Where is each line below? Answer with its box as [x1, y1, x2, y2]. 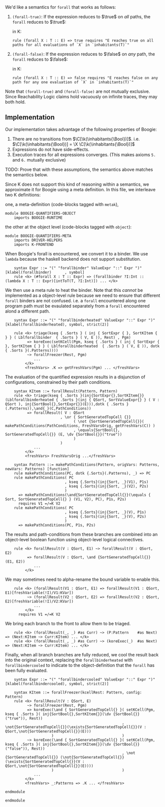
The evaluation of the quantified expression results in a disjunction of [5, 374, 145, 380]
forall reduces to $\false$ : [12, 56, 68, 62]
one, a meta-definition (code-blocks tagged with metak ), [5, 201, 119, 207]
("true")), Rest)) [5, 716, 43, 721]
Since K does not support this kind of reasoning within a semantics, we [5, 181, 149, 187]
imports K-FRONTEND [14, 242, 54, 247]
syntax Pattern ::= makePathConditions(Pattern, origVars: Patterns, [14, 462, 160, 467]
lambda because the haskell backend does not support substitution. [5, 256, 141, 262]
